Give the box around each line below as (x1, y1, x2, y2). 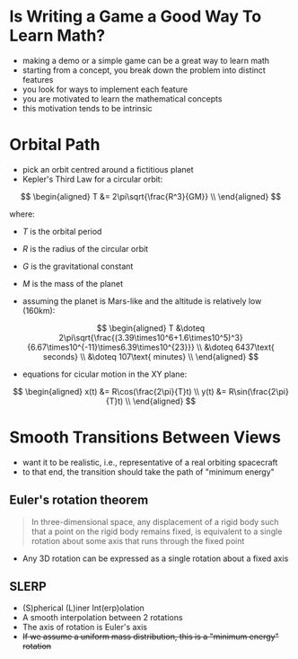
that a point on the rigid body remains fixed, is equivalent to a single (31, 526, 283, 537)
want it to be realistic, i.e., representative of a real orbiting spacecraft (22, 457, 278, 468)
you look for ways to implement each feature (22, 84, 188, 94)
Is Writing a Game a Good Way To (9, 6, 262, 27)
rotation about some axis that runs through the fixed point (31, 535, 245, 546)
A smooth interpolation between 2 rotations (22, 612, 183, 623)
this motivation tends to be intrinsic (22, 102, 153, 113)
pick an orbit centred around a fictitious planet (22, 164, 195, 174)
